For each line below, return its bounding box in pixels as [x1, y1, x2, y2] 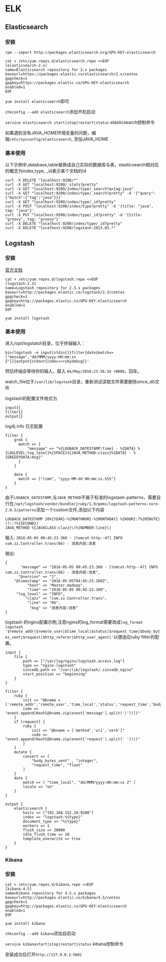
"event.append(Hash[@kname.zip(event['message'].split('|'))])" [5, 711, 140, 716]
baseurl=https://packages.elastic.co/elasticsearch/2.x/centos [5, 71, 138, 77]
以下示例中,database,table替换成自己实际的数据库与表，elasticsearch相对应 [5, 162, 159, 168]
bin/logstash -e [5, 350, 39, 355]
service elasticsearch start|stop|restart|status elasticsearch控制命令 [5, 119, 155, 125]
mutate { [14, 750, 32, 755]
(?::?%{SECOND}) [5, 521, 39, 526]
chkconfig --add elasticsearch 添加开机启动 [5, 108, 95, 114]
